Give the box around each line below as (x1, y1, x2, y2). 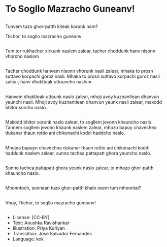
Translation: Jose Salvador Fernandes (12, 231, 92, 237)
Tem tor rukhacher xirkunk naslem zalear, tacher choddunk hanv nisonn (5, 48, 156, 54)
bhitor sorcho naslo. (5, 104, 47, 110)
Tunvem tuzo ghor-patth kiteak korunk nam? (5, 23, 98, 29)
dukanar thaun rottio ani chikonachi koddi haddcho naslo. (5, 130, 125, 136)
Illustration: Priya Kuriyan (12, 225, 65, 231)
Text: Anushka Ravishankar (12, 220, 70, 226)
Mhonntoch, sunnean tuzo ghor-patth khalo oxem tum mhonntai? (5, 185, 141, 191)
